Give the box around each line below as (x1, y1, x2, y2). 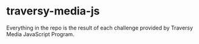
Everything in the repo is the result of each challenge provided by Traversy (6, 24, 193, 31)
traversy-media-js (6, 4, 100, 18)
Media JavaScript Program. (6, 30, 75, 37)
